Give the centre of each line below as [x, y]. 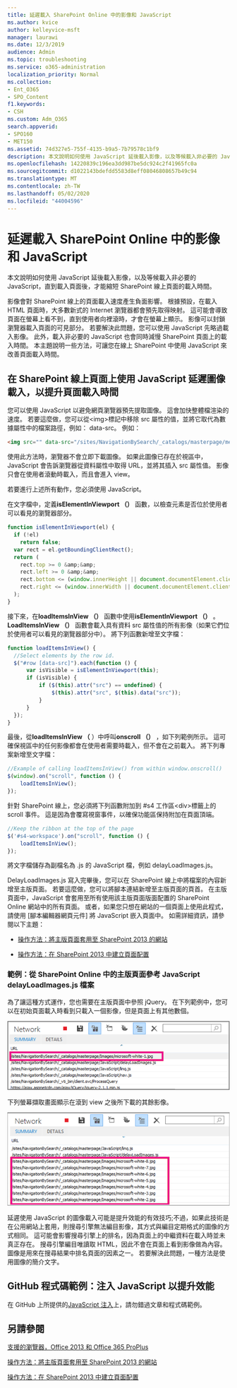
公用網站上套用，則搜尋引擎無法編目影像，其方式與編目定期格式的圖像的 [118, 1226]
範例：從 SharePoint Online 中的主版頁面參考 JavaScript [104, 974]
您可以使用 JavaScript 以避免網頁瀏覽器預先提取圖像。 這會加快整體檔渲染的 [118, 410]
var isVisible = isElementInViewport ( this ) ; [92, 671]
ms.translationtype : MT [42, 179]
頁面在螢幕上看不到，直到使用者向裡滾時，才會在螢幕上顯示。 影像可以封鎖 [116, 319]
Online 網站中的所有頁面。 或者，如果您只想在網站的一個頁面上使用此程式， [117, 907]
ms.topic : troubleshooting [47, 60]
